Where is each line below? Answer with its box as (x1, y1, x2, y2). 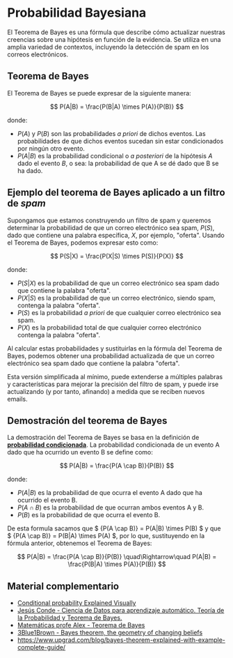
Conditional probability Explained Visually (17, 599, 136, 607)
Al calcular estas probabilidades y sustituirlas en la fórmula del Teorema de (7, 344, 223, 353)
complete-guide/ (17, 643, 66, 652)
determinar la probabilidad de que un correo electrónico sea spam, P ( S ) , (7, 223, 215, 231)
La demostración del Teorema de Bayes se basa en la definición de (7, 434, 200, 442)
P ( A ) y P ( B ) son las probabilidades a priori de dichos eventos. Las (17, 129, 207, 137)
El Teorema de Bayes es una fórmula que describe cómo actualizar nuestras (7, 28, 226, 36)
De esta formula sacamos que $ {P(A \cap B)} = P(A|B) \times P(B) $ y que (7, 524, 221, 533)
